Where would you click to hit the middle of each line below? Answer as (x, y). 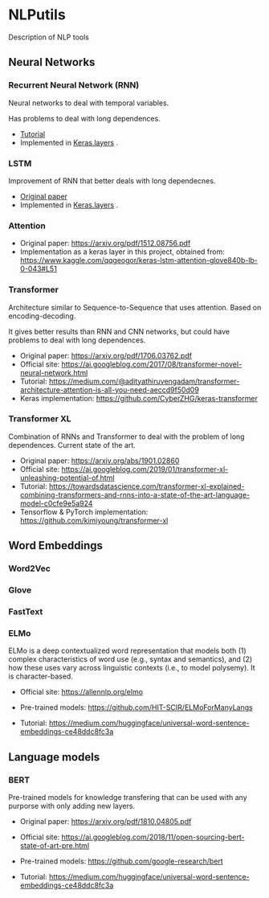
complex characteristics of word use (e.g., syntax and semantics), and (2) (130, 659)
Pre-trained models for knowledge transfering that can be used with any (128, 797)
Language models (54, 757)
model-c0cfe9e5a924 (56, 503)
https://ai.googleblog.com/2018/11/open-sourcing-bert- (153, 837)
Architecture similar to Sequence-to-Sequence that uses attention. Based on (135, 307)
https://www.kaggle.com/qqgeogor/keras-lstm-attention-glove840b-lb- (139, 260)
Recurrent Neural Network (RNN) (74, 85)
